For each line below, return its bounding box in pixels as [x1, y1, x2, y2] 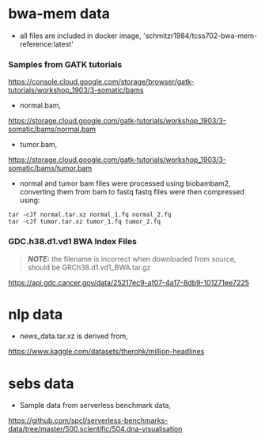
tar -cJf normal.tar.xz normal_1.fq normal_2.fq [8, 211, 172, 219]
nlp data [8, 305, 63, 323]
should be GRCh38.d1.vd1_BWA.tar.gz [27, 262, 151, 272]
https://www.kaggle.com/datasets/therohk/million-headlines [8, 347, 205, 356]
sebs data [8, 375, 74, 392]
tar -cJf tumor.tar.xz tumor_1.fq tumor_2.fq [8, 218, 161, 226]
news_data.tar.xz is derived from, [19, 331, 128, 341]
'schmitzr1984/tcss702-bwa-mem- [142, 31, 258, 40]
